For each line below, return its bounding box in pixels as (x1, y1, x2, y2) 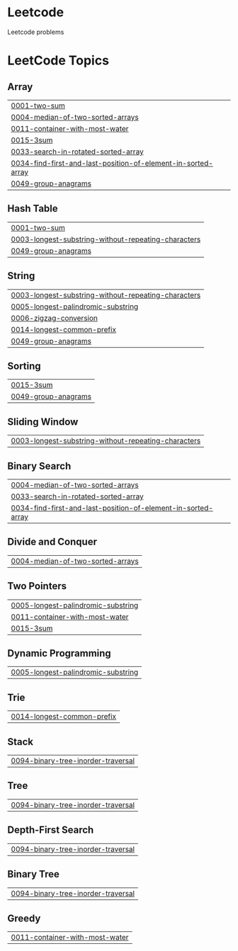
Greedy (7, 912, 41, 924)
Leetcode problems (7, 28, 64, 36)
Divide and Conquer (7, 536, 98, 548)
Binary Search (7, 460, 72, 472)
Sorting (7, 360, 41, 372)
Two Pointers (7, 580, 67, 592)
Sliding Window (7, 416, 79, 428)
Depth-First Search (7, 824, 94, 836)
